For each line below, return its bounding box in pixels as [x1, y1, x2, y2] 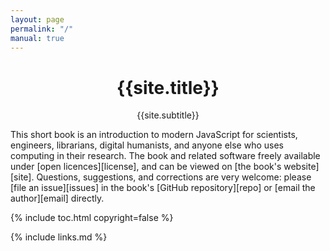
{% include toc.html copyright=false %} [10, 212, 174, 224]
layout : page [10, 14, 65, 25]
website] [283, 161, 320, 173]
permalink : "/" [10, 24, 74, 34]
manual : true [10, 33, 65, 43]
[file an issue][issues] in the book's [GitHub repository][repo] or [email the [10, 182, 316, 194]
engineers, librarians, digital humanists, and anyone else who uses [10, 139, 284, 151]
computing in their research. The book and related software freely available [10, 150, 321, 162]
